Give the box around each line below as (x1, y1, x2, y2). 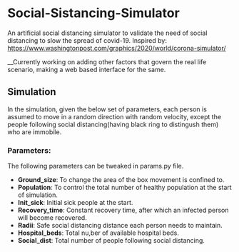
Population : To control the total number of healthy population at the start (17, 183, 232, 192)
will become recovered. (17, 213, 87, 222)
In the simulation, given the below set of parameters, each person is (7, 105, 207, 114)
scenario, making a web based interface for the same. (7, 65, 166, 74)
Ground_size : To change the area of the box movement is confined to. (17, 176, 225, 184)
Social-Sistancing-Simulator (7, 5, 180, 21)
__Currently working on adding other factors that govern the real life (7, 57, 207, 66)
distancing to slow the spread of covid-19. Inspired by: (7, 36, 168, 44)
